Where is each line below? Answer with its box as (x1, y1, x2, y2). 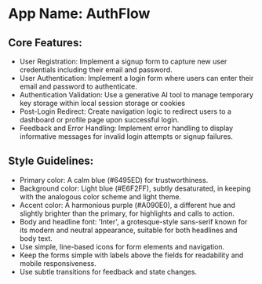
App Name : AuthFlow (8, 5, 151, 23)
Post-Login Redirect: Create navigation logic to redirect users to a (19, 107, 231, 116)
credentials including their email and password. (19, 65, 173, 75)
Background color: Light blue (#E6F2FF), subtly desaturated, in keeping (19, 184, 251, 193)
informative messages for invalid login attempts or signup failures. (19, 132, 233, 141)
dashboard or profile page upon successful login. (19, 115, 180, 124)
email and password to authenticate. (19, 82, 137, 91)
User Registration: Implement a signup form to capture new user (19, 56, 227, 66)
